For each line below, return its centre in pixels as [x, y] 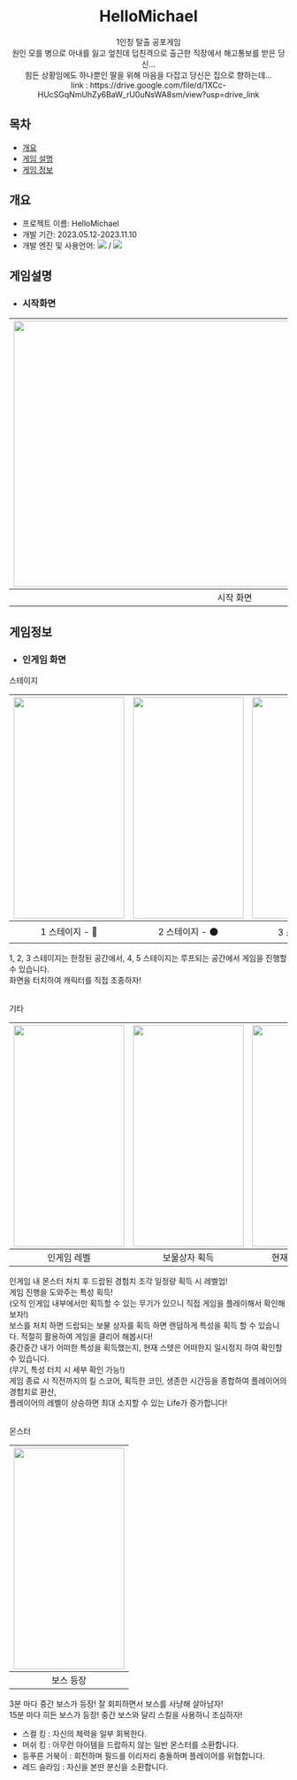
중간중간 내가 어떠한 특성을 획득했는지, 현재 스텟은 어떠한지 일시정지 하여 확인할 [146, 1347]
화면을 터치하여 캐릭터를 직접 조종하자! [75, 980]
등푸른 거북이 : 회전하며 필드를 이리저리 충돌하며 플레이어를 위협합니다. [143, 1755]
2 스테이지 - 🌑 [188, 932]
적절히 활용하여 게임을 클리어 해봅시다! [87, 1336]
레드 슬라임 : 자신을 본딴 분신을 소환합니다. [95, 1767]
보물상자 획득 [188, 1257]
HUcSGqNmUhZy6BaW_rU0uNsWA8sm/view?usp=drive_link [148, 94]
